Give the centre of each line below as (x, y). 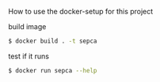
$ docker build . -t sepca (53, 41)
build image (27, 26)
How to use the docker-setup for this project (81, 11)
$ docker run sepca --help (53, 70)
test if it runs (29, 56)
